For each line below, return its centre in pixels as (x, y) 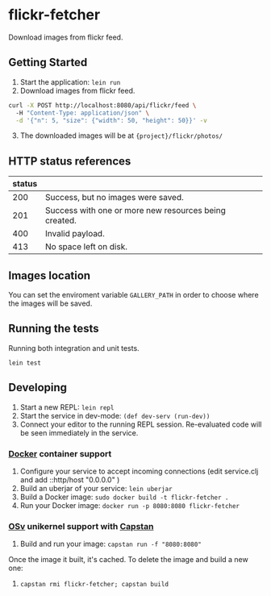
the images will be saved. (50, 303)
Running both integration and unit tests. (74, 348)
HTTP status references (70, 161)
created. (60, 221)
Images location (50, 275)
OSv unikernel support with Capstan (81, 526)
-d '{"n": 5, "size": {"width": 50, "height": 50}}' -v (111, 120)
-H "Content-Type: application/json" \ (83, 113)
